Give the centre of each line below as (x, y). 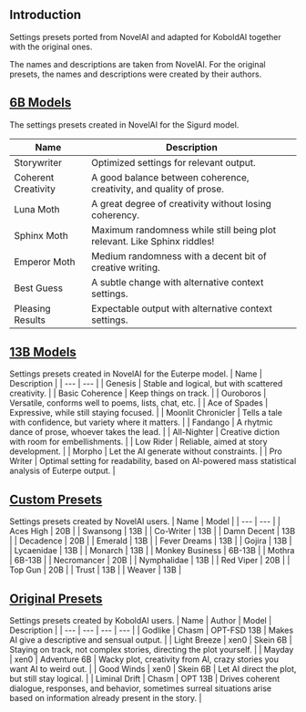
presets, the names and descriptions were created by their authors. (136, 74)
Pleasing (33, 308)
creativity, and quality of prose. (158, 189)
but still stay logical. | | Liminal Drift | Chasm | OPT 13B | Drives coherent (145, 679)
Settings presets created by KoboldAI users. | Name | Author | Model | (141, 621)
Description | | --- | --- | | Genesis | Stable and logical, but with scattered (146, 384)
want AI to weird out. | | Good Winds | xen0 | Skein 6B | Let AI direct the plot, (153, 669)
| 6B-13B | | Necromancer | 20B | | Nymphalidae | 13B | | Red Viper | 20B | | (150, 561)
